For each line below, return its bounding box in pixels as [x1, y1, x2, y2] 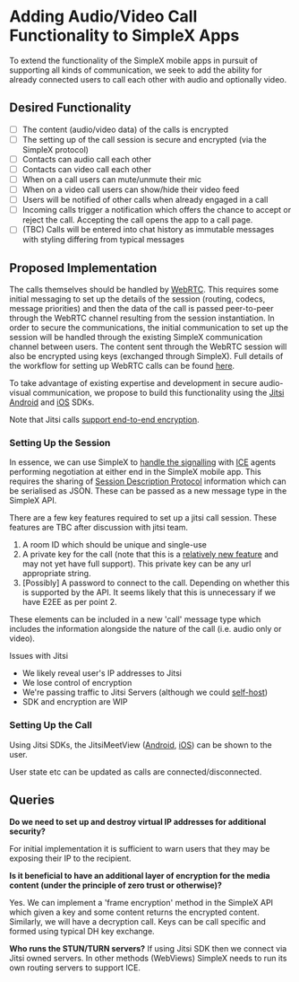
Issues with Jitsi [9, 651, 69, 662]
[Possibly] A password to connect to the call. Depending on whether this [21, 577, 290, 589]
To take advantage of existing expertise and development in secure [9, 378, 258, 389]
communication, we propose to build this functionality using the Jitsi [32, 388, 285, 399]
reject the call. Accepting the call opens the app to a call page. [21, 215, 253, 225]
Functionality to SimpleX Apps [9, 25, 240, 46]
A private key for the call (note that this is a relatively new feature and [21, 549, 279, 560]
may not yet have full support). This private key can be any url [21, 558, 252, 569]
